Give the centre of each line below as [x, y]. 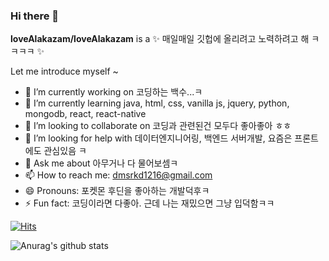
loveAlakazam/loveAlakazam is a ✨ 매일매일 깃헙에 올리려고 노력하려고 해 [160, 39]
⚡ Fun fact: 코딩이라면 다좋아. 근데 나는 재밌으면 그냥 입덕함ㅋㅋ [149, 203]
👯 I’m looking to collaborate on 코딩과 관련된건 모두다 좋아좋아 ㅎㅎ [158, 126]
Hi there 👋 [35, 16]
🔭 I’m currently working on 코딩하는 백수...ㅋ [113, 92]
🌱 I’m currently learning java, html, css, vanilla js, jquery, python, [157, 103]
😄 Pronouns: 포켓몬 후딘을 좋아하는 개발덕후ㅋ [117, 191]
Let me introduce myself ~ [64, 71]
